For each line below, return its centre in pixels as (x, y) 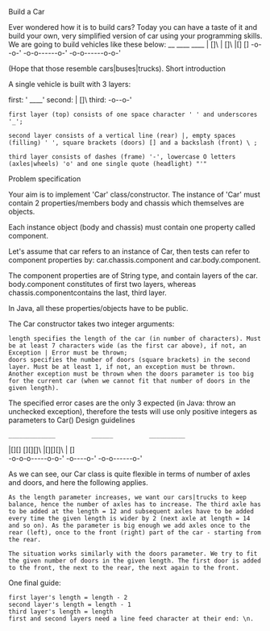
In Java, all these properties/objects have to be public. (98, 308)
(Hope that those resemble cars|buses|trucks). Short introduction (117, 68)
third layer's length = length (61, 612)
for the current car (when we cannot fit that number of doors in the (129, 381)
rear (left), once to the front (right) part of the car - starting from (135, 533)
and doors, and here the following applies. (78, 482)
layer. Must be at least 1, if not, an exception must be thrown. (122, 367)
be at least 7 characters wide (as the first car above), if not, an (128, 346)
